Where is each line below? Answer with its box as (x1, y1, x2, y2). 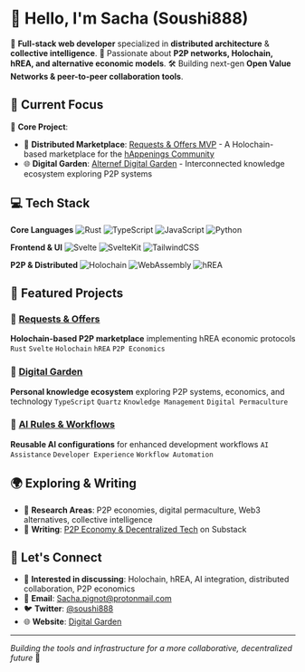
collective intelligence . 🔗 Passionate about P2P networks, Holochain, (10, 47, 273, 58)
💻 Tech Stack (10, 196, 91, 211)
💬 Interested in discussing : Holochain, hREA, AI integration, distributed (23, 574, 290, 585)
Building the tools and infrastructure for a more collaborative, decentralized (10, 643, 293, 654)
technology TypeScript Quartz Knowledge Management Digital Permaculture (10, 396, 289, 407)
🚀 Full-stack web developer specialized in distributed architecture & (10, 38, 270, 49)
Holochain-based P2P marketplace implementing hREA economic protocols (10, 333, 296, 344)
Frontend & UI (10, 242, 62, 253)
